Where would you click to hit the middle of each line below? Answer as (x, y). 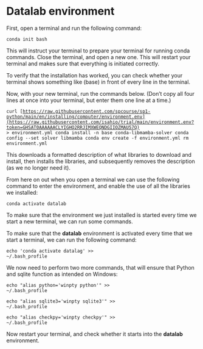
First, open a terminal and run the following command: (74, 28)
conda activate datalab (36, 203)
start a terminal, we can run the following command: (71, 240)
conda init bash (27, 39)
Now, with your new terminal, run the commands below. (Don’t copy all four (101, 93)
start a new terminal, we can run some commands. (70, 221)
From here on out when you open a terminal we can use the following (93, 179)
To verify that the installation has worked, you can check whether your (95, 75)
